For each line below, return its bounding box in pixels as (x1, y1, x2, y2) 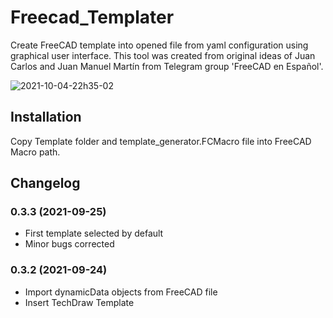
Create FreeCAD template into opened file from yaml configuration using (10, 39, 309, 51)
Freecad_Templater (10, 6, 175, 29)
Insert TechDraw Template (24, 296, 135, 308)
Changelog (10, 175, 81, 192)
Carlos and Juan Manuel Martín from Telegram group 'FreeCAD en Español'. (10, 60, 324, 72)
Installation (10, 109, 82, 126)
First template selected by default (24, 227, 164, 240)
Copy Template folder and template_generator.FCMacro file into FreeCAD (10, 135, 312, 147)
